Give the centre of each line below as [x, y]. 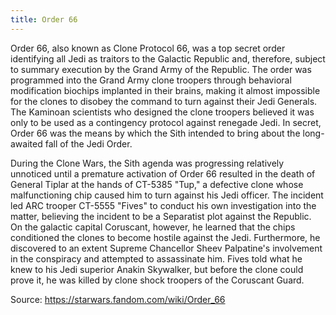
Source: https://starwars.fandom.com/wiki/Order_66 [118, 299]
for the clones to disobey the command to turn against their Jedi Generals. [164, 101]
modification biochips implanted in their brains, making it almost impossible [165, 90]
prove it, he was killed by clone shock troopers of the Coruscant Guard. [157, 280]
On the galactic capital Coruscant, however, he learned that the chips [153, 227]
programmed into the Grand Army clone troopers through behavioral [151, 80]
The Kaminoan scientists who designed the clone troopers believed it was [162, 112]
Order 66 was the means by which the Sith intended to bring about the [155, 133]
